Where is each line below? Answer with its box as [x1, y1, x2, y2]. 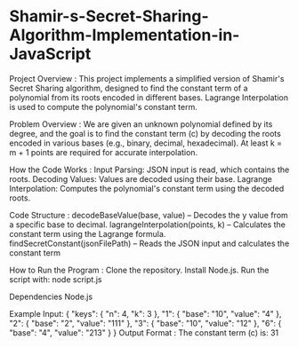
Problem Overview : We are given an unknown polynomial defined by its [9, 118, 273, 130]
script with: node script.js [9, 273, 102, 285]
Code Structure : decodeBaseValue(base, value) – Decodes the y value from [9, 209, 289, 220]
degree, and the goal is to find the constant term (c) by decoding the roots [9, 128, 282, 138]
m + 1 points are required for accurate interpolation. [9, 146, 198, 157]
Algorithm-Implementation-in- [9, 25, 240, 45]
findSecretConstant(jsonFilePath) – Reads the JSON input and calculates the [9, 238, 290, 248]
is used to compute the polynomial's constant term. [9, 101, 197, 112]
